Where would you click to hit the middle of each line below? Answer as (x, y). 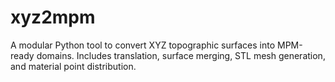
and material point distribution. (73, 66)
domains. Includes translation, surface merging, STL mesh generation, (181, 55)
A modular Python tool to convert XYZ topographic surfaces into (143, 45)
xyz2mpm (53, 17)
